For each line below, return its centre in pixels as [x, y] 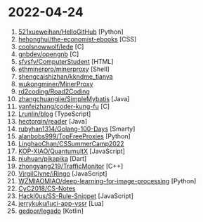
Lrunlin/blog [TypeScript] [54, 114]
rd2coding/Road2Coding [54, 91]
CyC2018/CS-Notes [47, 188]
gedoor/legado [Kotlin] [51, 211]
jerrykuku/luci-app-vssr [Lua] [61, 203]
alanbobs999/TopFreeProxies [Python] [74, 136]
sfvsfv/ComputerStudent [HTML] [66, 61]
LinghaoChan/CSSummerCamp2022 [71, 143]
